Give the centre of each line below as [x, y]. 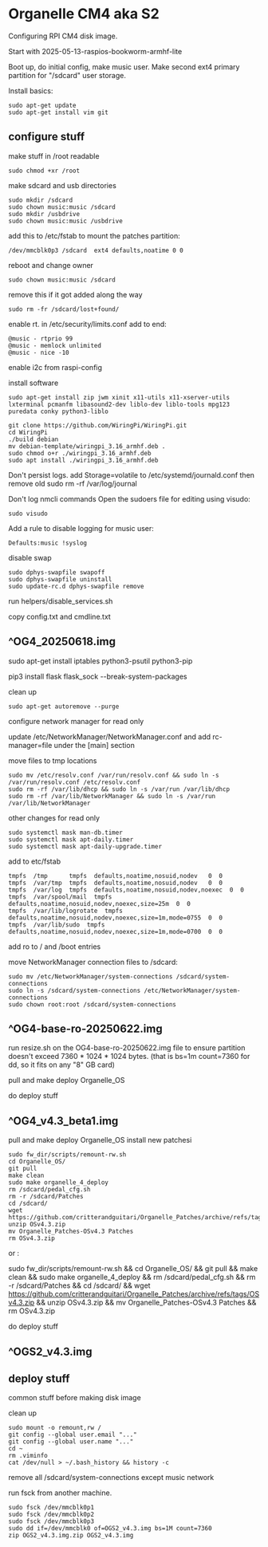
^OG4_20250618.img [62, 642]
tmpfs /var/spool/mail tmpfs [60, 897]
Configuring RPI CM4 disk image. [63, 36]
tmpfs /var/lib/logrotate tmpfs [66, 911]
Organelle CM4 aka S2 [84, 14]
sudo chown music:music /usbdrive [66, 221]
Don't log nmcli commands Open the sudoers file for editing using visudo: [130, 498]
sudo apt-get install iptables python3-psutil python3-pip [100, 661]
